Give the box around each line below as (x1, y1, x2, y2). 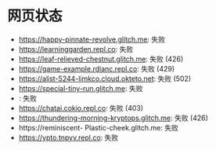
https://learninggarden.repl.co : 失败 (18, 44, 134, 53)
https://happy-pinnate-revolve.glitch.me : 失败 (18, 35, 166, 44)
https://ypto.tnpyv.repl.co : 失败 (18, 133, 119, 142)
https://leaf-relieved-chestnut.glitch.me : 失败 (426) (18, 54, 184, 64)
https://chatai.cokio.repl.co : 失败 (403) (18, 103, 144, 112)
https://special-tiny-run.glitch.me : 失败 (18, 83, 143, 93)
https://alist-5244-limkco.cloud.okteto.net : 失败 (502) (18, 74, 192, 83)
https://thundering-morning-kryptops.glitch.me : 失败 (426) (18, 113, 209, 123)
